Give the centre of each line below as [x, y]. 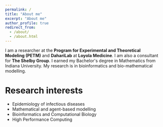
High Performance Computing [42, 119]
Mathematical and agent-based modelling [54, 109]
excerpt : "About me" [26, 18]
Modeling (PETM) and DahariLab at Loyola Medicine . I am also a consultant [82, 55]
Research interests [44, 91]
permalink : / [18, 9]
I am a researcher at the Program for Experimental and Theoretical [73, 50]
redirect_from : [20, 28]
